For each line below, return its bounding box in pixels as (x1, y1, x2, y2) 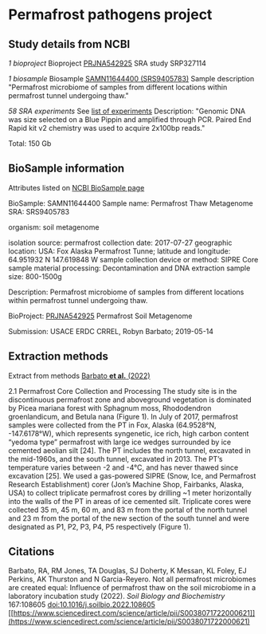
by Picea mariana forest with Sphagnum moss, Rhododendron (8, 403, 212, 412)
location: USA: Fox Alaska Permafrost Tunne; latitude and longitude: (8, 246, 231, 256)
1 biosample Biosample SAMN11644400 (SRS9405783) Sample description (8, 74, 255, 83)
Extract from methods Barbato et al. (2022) (8, 371, 151, 380)
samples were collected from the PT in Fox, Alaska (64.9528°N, (8, 420, 217, 430)
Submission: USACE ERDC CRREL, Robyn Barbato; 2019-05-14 (8, 326, 213, 336)
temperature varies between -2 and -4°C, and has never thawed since (8, 463, 239, 472)
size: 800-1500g (8, 271, 62, 281)
